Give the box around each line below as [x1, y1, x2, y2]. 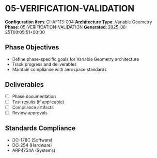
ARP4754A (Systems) [12, 147, 56, 153]
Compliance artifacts [12, 104, 54, 110]
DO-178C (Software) [12, 137, 53, 143]
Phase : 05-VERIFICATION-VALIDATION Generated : [5, 24, 107, 30]
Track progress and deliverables [12, 61, 77, 67]
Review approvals [12, 110, 47, 115]
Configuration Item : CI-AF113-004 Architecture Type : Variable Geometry [5, 19, 153, 25]
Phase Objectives [5, 43, 59, 51]
